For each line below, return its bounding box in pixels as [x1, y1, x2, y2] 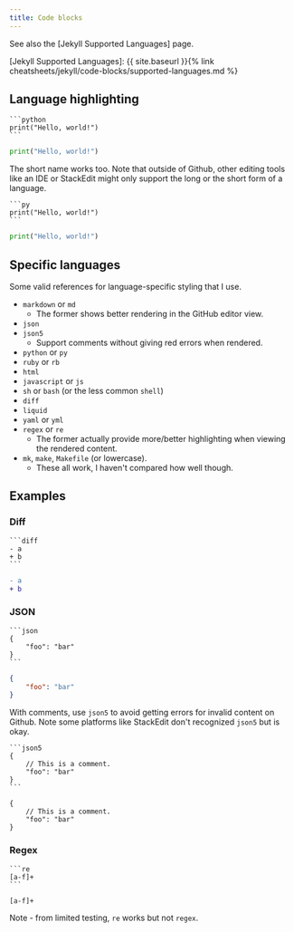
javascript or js [22, 376, 84, 386]
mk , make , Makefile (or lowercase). [22, 453, 147, 463]
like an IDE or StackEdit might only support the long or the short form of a [9, 173, 283, 184]
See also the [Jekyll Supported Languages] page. [9, 38, 194, 49]
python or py [22, 347, 68, 358]
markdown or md [22, 299, 76, 309]
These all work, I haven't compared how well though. [35, 463, 233, 473]
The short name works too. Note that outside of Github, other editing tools [9, 164, 286, 175]
